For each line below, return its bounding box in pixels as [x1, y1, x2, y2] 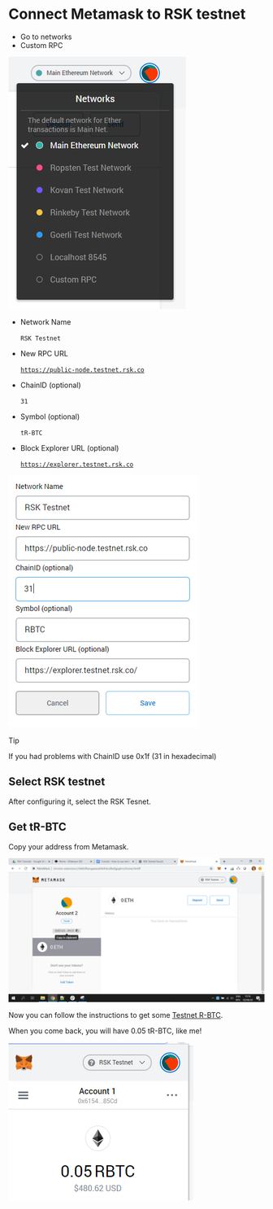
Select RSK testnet [8, 775, 106, 789]
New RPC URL [19, 348, 69, 358]
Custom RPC [19, 40, 63, 50]
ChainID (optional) [19, 380, 81, 390]
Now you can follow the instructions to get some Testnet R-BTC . [8, 1010, 223, 1020]
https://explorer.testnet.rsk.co [19, 460, 134, 469]
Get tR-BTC [8, 820, 67, 834]
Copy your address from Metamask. [8, 841, 129, 851]
